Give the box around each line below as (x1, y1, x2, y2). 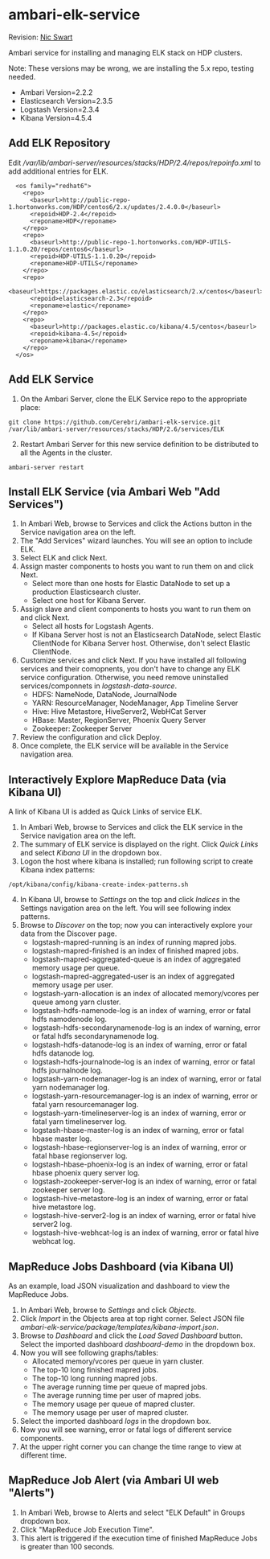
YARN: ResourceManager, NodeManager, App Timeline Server (31, 698, 239, 708)
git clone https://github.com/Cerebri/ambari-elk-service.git (8, 418, 221, 426)
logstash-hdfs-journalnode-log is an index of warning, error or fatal (31, 1057, 256, 1067)
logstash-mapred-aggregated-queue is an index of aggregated (31, 954, 241, 964)
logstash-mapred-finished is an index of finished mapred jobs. (31, 946, 239, 956)
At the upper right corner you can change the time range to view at (19, 1442, 242, 1451)
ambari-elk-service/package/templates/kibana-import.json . (19, 1323, 219, 1331)
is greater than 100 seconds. (19, 1541, 115, 1551)
